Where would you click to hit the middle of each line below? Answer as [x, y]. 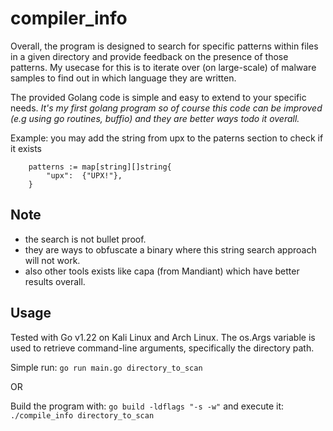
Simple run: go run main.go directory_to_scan [106, 367]
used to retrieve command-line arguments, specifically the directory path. [162, 348]
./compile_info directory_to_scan [82, 415]
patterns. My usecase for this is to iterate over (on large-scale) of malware [163, 67]
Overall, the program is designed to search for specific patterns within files [164, 46]
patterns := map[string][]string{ [100, 167]
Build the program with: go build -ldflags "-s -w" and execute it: [147, 406]
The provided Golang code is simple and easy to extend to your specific [158, 97]
